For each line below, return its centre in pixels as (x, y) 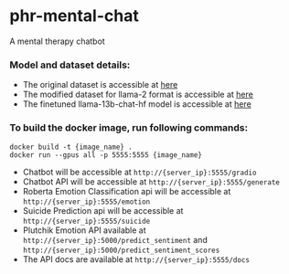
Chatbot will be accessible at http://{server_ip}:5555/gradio (139, 172)
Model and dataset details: (70, 65)
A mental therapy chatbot (57, 41)
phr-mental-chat (74, 16)
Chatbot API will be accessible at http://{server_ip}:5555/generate (151, 181)
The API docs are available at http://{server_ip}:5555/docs (136, 259)
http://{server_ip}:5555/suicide (86, 221)
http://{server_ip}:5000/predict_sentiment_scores (121, 250)
